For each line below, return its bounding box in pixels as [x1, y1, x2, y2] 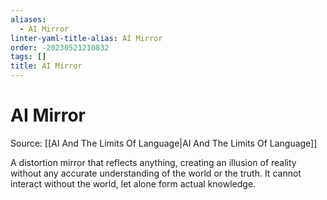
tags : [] [10, 52, 47, 62]
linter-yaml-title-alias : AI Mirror [10, 33, 163, 43]
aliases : [10, 14, 47, 25]
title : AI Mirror [10, 61, 83, 71]
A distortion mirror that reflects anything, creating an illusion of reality [10, 156, 297, 168]
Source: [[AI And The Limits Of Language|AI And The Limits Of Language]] [10, 137, 318, 149]
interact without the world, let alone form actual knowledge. [10, 177, 257, 190]
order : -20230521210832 [10, 42, 110, 53]
